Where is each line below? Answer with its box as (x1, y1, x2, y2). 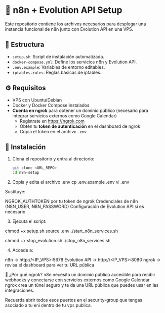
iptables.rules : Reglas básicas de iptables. (12, 69, 102, 75)
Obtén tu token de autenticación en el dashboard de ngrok (19, 123, 141, 129)
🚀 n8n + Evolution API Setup (5, 4, 123, 16)
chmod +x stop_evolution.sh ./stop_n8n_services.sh (5, 238, 111, 244)
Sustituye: (5, 189, 26, 195)
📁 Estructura (5, 41, 44, 49)
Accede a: (12, 247, 34, 253)
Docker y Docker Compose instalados (12, 102, 90, 108)
